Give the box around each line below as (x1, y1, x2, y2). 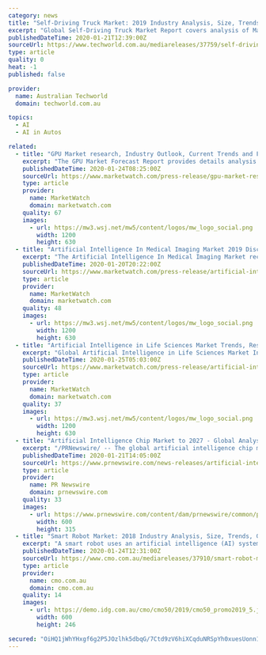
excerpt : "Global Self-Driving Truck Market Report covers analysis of (8, 26, 249, 34)
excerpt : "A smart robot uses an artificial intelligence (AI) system (22, 540, 260, 548)
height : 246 (36, 620, 77, 629)
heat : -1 (8, 63, 37, 71)
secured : (8, 634, 37, 643)
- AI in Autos (15, 128, 62, 137)
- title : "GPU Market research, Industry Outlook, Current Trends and (15, 150, 253, 158)
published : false (8, 70, 66, 78)
